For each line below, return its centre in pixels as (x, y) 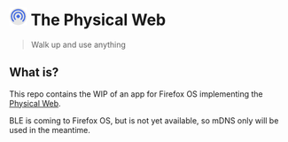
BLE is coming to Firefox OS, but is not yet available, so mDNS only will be (144, 120)
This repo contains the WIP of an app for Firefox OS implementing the (136, 94)
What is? (34, 72)
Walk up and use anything (78, 44)
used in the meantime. (50, 130)
